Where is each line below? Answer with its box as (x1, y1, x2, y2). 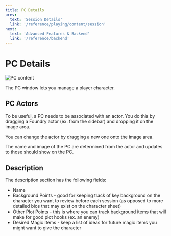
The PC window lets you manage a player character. (5, 85, 115, 91)
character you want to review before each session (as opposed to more (12, 198, 163, 204)
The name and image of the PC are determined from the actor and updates (5, 143, 163, 149)
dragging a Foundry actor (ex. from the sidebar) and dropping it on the (5, 118, 154, 124)
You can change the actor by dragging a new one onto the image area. (5, 134, 154, 140)
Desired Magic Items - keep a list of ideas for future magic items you (12, 220, 157, 226)
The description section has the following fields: (5, 177, 106, 183)
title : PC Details (5, 7, 44, 13)
